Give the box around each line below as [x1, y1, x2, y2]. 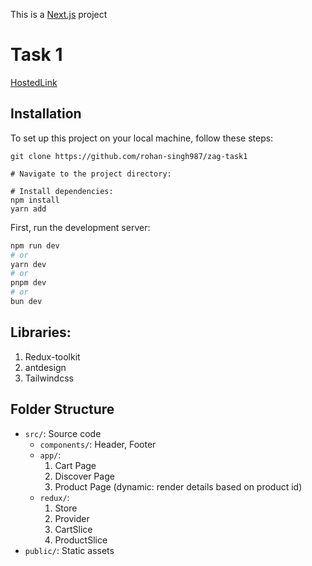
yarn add [10, 204, 47, 214]
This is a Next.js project [10, 9, 108, 20]
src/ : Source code [24, 427, 102, 439]
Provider [54, 512, 90, 524]
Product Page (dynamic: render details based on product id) [54, 480, 303, 493]
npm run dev [10, 240, 60, 251]
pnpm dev [10, 278, 47, 288]
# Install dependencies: [10, 186, 114, 196]
